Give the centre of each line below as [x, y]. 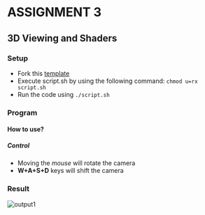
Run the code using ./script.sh [63, 94]
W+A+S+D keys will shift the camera [70, 171]
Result [19, 189]
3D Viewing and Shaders [62, 38]
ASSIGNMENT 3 [55, 12]
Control [19, 145]
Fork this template [43, 73]
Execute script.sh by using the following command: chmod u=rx [107, 81]
